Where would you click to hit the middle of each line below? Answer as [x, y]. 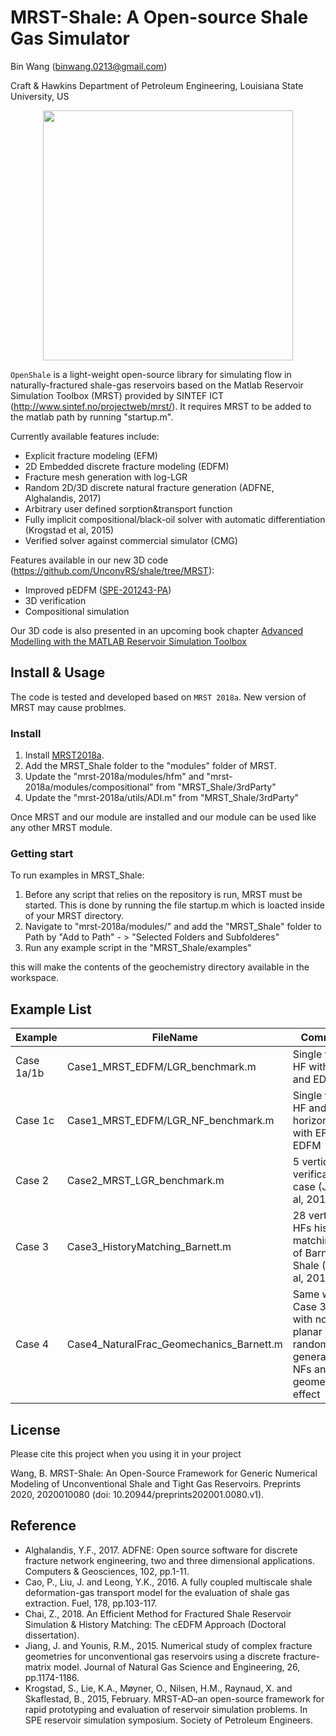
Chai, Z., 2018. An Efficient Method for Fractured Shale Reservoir [158, 1613]
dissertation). [52, 1635]
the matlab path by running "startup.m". [92, 417]
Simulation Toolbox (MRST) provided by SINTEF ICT [117, 395]
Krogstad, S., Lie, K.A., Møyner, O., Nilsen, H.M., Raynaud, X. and [158, 1688]
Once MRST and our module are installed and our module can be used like [163, 817]
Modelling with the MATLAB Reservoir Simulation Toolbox [128, 641]
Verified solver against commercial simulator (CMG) [131, 540]
